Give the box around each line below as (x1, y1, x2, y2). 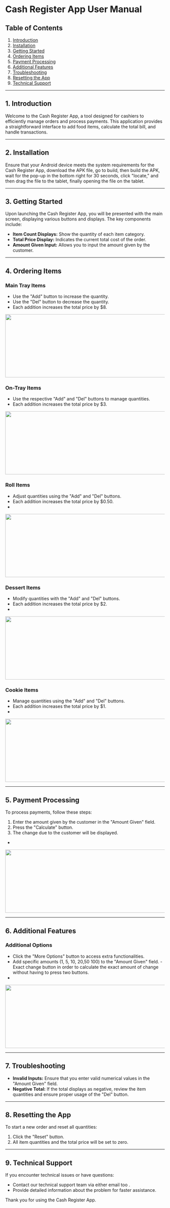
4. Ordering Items (5, 266, 62, 275)
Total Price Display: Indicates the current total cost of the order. (12, 237, 147, 243)
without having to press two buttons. (12, 969, 90, 975)
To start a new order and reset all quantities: (5, 1124, 97, 1130)
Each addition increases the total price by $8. (12, 304, 107, 310)
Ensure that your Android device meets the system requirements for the (5, 162, 155, 168)
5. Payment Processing (5, 795, 80, 804)
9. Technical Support (5, 1158, 72, 1167)
